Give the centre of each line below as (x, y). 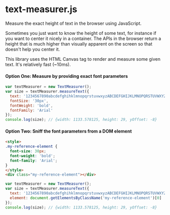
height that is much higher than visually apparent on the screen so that (79, 44)
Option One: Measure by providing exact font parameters (67, 76)
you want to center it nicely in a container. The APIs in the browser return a (83, 38)
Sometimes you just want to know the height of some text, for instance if (81, 33)
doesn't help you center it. (33, 49)
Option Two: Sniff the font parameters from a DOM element (69, 131)
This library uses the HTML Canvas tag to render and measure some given (83, 59)
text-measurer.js (41, 9)
